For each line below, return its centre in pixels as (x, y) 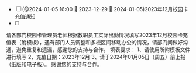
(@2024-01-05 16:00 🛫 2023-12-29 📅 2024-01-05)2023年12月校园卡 (105, 9)
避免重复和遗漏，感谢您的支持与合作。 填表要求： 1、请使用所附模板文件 (103, 50)
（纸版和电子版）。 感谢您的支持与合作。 (54, 64)
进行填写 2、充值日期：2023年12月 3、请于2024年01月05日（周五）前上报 (96, 57)
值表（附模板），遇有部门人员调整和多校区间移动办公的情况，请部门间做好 (94, 42)
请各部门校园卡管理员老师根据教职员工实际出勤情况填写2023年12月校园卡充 (97, 35)
